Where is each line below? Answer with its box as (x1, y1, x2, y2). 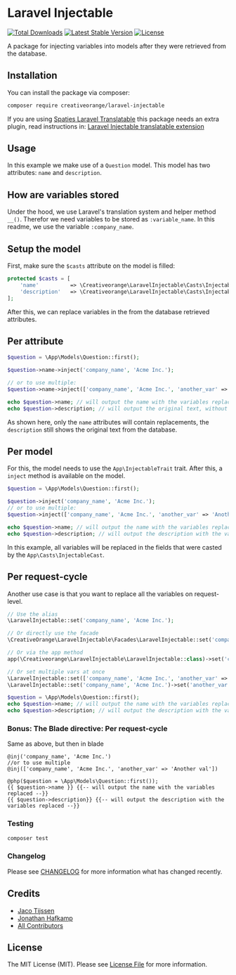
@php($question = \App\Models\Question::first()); (7, 778, 159, 785)
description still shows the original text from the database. (7, 425, 178, 434)
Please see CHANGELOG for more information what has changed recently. (7, 867, 223, 876)
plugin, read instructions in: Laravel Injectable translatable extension (7, 122, 205, 131)
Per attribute (7, 335, 64, 347)
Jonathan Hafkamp (17, 914, 74, 922)
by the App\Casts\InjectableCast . (7, 550, 105, 559)
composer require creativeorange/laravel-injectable (7, 102, 165, 109)
